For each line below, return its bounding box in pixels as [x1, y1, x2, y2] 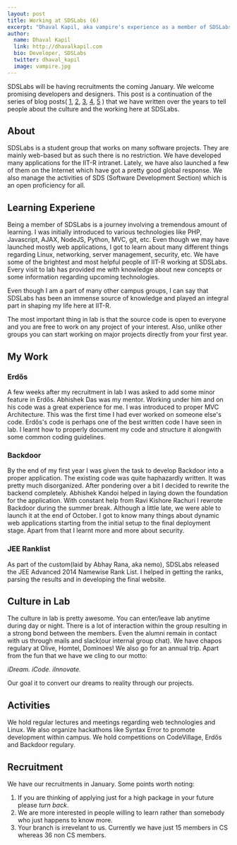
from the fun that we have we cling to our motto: [7, 652, 148, 660]
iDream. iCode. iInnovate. [7, 665, 81, 674]
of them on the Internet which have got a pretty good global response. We [7, 166, 223, 175]
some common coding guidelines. [7, 432, 106, 441]
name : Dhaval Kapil [13, 37, 71, 44]
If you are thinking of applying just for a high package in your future [17, 793, 214, 801]
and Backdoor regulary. [7, 741, 75, 749]
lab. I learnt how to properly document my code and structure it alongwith [7, 425, 222, 434]
